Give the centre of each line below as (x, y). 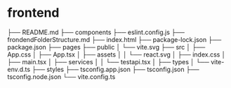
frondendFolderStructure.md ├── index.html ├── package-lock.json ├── (114, 39)
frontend (33, 13)
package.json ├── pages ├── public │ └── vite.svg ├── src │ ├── (106, 47)
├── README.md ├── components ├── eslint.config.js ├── (96, 32)
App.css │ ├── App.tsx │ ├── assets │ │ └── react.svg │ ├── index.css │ (117, 54)
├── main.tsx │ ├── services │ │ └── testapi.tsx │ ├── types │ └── (108, 61)
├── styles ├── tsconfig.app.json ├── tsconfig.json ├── (115, 69)
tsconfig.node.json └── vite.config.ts (61, 76)
